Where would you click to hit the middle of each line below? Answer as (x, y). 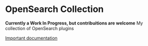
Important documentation (31, 38)
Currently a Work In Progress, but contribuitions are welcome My (74, 23)
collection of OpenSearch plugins (39, 28)
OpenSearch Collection (54, 9)
